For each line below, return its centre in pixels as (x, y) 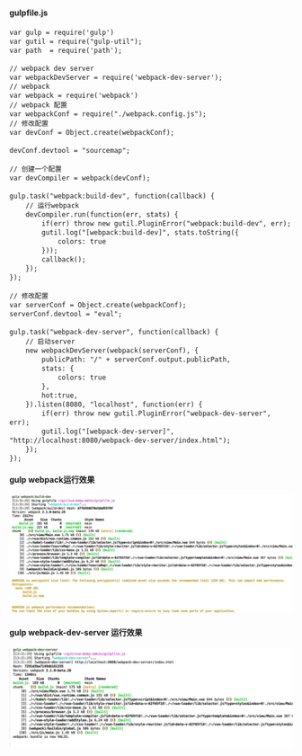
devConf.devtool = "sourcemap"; (70, 151)
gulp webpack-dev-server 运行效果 (76, 632)
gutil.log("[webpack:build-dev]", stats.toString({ (141, 233)
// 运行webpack (53, 206)
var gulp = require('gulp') (62, 33)
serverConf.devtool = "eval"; (66, 315)
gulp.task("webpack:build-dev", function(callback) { (112, 196)
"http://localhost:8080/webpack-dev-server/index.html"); (120, 440)
